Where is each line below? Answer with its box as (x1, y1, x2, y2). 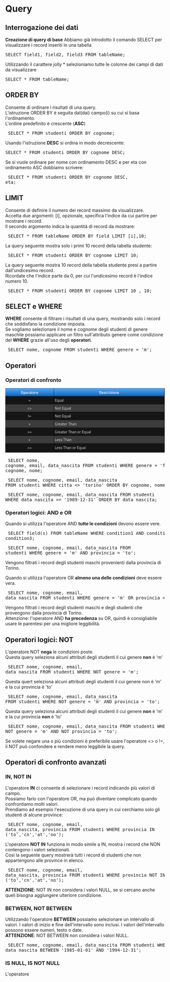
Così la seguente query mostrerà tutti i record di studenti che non (5, 852, 142, 858)
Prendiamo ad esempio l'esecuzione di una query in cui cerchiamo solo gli (5, 806, 160, 812)
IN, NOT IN (5, 773, 32, 780)
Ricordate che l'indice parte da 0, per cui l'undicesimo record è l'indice (5, 272, 153, 279)
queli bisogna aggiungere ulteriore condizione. (5, 892, 103, 898)
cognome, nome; (5, 467, 43, 474)
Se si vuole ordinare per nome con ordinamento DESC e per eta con (5, 159, 147, 165)
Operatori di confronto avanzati (5, 758, 107, 767)
